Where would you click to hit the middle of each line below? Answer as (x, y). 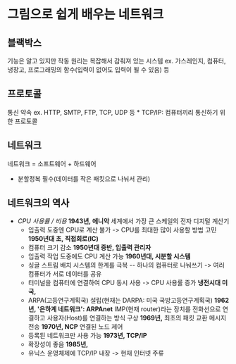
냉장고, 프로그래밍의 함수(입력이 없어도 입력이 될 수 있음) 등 (88, 70)
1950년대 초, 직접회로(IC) (63, 239)
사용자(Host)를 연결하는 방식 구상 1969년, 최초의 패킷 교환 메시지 (137, 318)
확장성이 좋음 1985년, (58, 344)
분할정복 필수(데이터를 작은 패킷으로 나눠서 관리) (84, 178)
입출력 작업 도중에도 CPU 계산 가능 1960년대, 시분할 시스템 (109, 256)
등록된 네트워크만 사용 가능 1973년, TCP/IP (87, 336)
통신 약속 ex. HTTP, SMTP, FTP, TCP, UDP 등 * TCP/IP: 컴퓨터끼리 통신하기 (113, 112)
